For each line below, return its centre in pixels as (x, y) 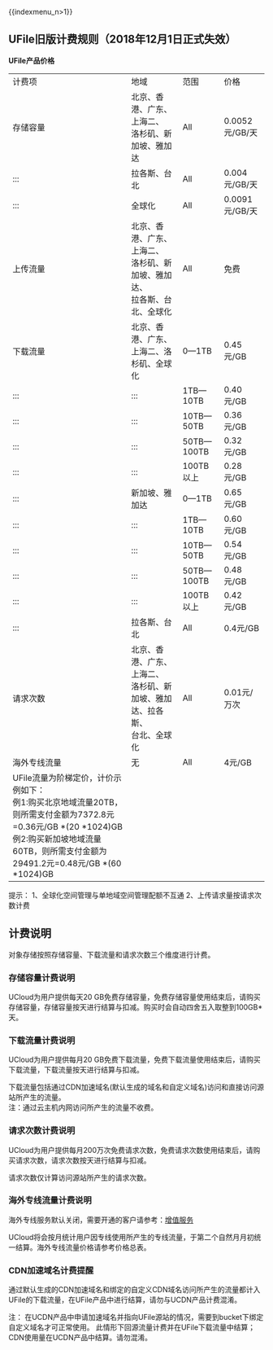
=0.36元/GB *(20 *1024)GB (68, 826)
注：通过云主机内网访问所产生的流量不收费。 (83, 1107)
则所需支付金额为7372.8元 (64, 814)
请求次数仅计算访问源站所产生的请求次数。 (80, 1177)
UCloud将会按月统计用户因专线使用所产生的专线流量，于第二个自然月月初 (131, 1237)
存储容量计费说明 (42, 978)
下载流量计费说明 (42, 1040)
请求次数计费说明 (42, 1131)
